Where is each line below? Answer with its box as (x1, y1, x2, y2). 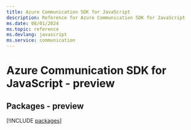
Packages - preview (6, 101, 84, 111)
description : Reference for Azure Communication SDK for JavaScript (6, 15, 185, 21)
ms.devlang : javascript (6, 32, 68, 38)
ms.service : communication (6, 37, 76, 43)
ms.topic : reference (6, 26, 60, 32)
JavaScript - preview (6, 77, 115, 90)
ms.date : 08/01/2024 (6, 20, 60, 26)
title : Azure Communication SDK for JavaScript (6, 9, 131, 15)
